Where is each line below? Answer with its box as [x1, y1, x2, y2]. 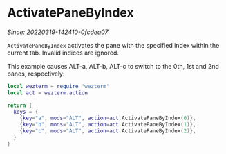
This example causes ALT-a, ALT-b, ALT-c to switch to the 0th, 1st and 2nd [7, 62, 220, 70]
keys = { [13, 108, 39, 115]
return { [7, 102, 32, 109]
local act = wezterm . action [7, 89, 88, 96]
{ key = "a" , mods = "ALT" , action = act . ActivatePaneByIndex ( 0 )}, [19, 114, 196, 122]
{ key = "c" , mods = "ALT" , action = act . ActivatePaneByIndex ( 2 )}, [19, 128, 196, 135]
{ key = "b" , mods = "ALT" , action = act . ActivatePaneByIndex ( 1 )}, [19, 121, 196, 128]
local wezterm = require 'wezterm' [7, 83, 110, 89]
